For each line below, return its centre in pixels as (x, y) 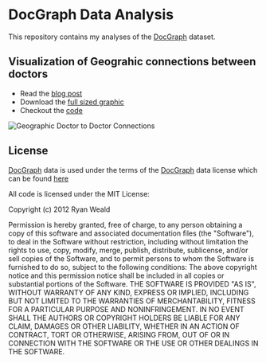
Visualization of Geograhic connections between (132, 62)
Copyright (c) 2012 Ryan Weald (59, 209)
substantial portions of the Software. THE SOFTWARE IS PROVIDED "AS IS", (132, 283)
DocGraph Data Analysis (91, 15)
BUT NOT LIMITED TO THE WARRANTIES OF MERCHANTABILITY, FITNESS (132, 301)
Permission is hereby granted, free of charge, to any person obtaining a (125, 224)
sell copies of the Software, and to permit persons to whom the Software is (131, 258)
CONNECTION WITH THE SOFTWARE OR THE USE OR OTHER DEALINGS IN (133, 343)
